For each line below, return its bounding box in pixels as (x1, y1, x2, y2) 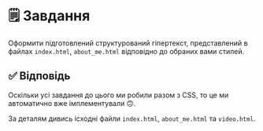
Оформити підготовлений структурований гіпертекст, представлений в (8, 38, 248, 48)
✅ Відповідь (8, 69, 71, 83)
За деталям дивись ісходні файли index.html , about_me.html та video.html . (8, 114, 256, 123)
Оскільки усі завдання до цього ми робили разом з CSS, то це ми (8, 90, 229, 100)
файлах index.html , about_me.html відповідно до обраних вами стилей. (8, 46, 245, 56)
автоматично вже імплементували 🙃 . (8, 98, 136, 107)
